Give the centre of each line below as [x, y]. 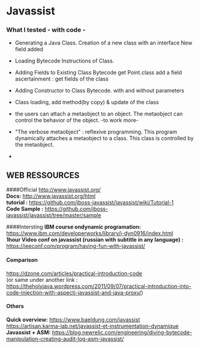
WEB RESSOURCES [43, 175]
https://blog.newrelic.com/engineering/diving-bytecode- [122, 332]
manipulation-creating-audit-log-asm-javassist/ [65, 338]
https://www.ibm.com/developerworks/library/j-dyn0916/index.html [90, 233]
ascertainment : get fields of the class [62, 79]
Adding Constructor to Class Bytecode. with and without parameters [99, 91]
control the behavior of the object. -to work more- [77, 120]
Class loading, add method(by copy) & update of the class [87, 102]
